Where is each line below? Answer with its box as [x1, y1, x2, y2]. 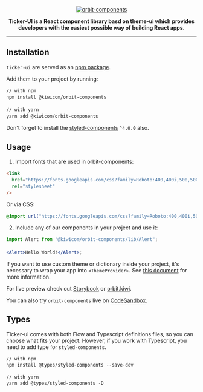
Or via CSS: [6, 200, 35, 208]
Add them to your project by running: [6, 75, 98, 83]
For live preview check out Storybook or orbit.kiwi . [6, 285, 132, 292]
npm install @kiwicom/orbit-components [6, 94, 107, 100]
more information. [6, 273, 51, 280]
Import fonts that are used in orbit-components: [14, 158, 134, 165]
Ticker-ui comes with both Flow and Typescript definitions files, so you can [6, 330, 193, 337]
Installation [6, 47, 50, 58]
